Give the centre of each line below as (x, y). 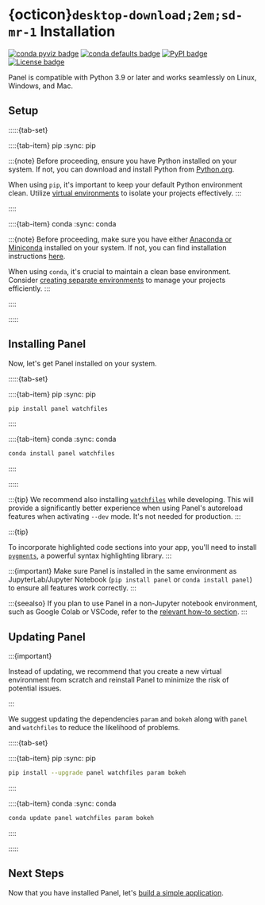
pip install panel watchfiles (58, 408)
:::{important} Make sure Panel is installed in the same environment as (123, 571)
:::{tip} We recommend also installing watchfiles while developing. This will (131, 500)
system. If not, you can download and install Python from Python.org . (121, 169)
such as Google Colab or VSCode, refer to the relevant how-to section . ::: (128, 612)
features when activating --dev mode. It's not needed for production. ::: (125, 516)
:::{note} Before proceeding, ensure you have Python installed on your (123, 161)
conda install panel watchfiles (61, 454)
